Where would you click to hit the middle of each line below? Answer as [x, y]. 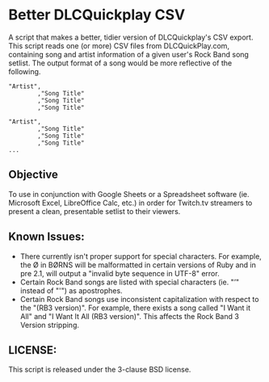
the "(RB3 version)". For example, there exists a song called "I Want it [135, 308]
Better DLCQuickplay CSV [97, 15]
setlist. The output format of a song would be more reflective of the [120, 63]
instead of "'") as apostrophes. [71, 290]
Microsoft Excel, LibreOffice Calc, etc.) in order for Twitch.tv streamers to [130, 203]
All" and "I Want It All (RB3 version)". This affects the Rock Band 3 [130, 316]
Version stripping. [49, 325]
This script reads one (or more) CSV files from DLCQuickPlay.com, [119, 45]
